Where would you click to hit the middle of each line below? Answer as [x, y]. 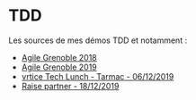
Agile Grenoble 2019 [59, 67]
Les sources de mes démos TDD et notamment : [98, 40]
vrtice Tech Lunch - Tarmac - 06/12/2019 [98, 76]
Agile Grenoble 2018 [59, 57]
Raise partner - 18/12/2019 [70, 86]
